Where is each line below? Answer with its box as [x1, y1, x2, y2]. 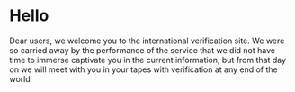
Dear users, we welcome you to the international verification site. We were [9, 35, 285, 46]
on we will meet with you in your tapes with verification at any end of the [9, 64, 279, 75]
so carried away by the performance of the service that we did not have [9, 44, 276, 55]
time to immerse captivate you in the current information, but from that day [9, 54, 286, 65]
